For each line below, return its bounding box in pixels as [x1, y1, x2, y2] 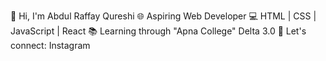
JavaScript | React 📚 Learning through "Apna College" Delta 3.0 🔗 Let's [10, 25, 307, 37]
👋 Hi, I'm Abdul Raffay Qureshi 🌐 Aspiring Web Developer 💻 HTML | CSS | [10, 10, 317, 22]
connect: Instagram [10, 40, 91, 51]
